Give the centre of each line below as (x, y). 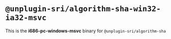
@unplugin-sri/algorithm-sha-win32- (83, 9)
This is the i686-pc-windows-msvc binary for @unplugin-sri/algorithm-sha (86, 31)
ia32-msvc (26, 18)
